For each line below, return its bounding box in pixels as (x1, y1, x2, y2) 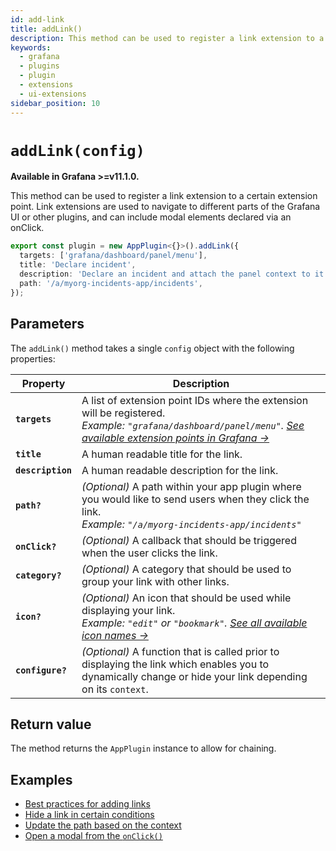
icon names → (81, 628, 149, 642)
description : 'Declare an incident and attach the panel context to (19, 269, 311, 280)
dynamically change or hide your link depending (81, 669, 308, 683)
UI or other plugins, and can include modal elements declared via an (10, 211, 292, 223)
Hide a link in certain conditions (24, 809, 155, 821)
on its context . (81, 682, 149, 696)
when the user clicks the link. (81, 546, 218, 560)
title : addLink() (10, 24, 83, 34)
